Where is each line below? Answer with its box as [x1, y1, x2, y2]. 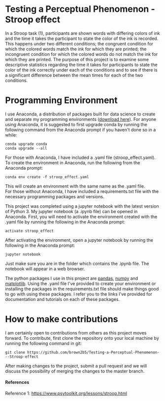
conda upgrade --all [5, 146, 48, 151]
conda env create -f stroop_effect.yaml [5, 174, 90, 180]
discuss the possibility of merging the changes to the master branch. [5, 368, 145, 374]
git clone [5, 350, 26, 355]
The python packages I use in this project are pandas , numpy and [5, 275, 138, 281]
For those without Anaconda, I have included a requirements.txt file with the [5, 188, 159, 194]
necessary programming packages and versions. [5, 193, 104, 199]
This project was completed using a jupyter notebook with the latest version [5, 203, 159, 209]
